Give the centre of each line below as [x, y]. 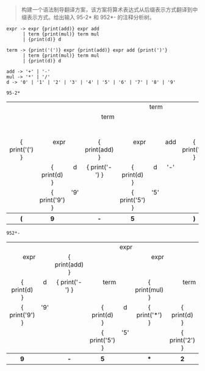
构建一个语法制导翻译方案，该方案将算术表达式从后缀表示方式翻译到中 [110, 9]
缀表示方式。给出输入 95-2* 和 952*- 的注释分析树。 [88, 17]
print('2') [182, 340]
